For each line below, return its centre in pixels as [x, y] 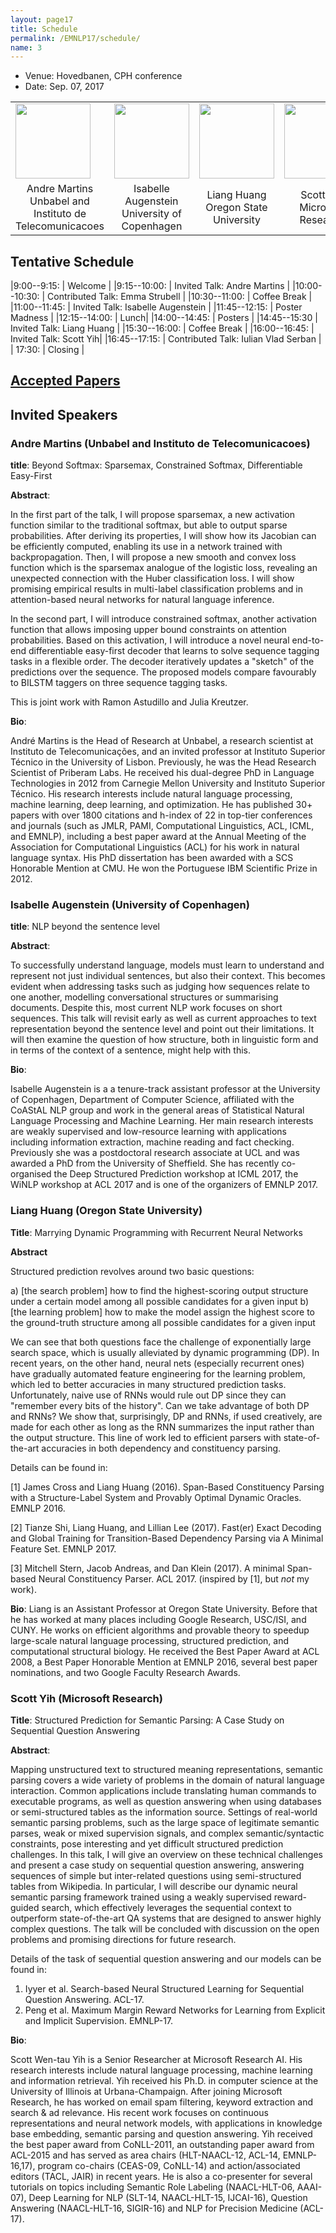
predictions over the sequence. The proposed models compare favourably [163, 672]
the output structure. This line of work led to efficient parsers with [146, 1437]
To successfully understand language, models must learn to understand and [167, 965]
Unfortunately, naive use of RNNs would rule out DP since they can [148, 1395]
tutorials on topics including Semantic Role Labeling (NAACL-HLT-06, [152, 2187]
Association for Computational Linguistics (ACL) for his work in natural [155, 847]
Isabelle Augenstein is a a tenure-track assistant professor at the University [165, 1089]
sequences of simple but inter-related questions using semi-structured [156, 1876]
